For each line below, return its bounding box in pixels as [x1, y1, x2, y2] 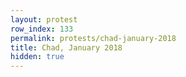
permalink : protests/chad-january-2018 [10, 33, 177, 43]
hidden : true [10, 52, 65, 62]
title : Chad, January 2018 [10, 42, 123, 53]
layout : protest [10, 14, 78, 25]
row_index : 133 [10, 24, 74, 34]
